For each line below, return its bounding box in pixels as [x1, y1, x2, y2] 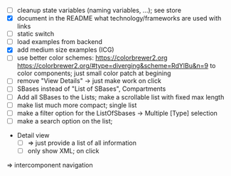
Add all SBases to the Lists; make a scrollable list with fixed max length [16, 92, 225, 101]
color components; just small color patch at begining [16, 69, 171, 77]
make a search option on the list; [16, 116, 113, 125]
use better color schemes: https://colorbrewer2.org [16, 53, 168, 62]
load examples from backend [16, 38, 102, 46]
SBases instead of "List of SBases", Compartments [16, 84, 166, 93]
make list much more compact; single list [16, 101, 137, 109]
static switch [16, 30, 55, 38]
